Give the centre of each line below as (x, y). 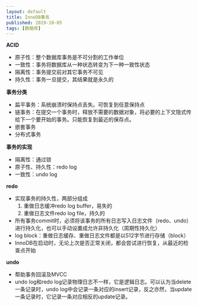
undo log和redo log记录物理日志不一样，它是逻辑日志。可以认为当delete (103, 282)
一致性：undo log (36, 174)
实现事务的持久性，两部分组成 (51, 199)
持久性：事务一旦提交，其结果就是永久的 (64, 79)
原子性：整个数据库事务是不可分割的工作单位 (69, 58)
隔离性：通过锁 (33, 160)
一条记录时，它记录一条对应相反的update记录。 (73, 297)
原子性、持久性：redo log (46, 167)
